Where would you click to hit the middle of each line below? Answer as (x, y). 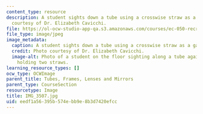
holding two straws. (43, 62)
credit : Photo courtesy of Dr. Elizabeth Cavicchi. (78, 51)
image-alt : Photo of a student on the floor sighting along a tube (98, 57)
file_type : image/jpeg (35, 34)
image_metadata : (27, 40)
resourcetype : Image (32, 90)
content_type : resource (36, 12)
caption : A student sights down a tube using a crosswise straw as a (101, 46)
